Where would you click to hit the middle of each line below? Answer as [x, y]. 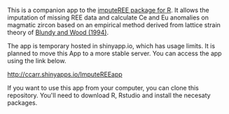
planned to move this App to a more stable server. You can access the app [114, 53]
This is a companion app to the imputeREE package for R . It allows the [108, 10]
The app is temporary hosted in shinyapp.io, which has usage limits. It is [111, 46]
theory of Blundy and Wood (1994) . [58, 32]
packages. [22, 103]
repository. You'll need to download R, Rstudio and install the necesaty [109, 95]
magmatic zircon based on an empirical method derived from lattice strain [114, 25]
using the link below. [37, 61]
